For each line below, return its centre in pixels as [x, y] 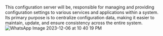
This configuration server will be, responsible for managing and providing [80, 7]
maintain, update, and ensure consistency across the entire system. [74, 23]
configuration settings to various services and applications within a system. [82, 12]
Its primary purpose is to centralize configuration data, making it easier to [80, 18]
